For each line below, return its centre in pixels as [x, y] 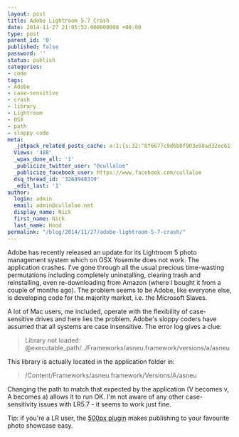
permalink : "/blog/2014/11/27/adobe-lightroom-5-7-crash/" [97, 232]
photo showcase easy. [40, 425]
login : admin [33, 199]
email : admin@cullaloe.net [54, 206]
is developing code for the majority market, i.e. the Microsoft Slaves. [107, 297]
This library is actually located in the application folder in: [91, 361]
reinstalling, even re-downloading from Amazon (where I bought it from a [115, 282]
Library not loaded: [53, 340]
